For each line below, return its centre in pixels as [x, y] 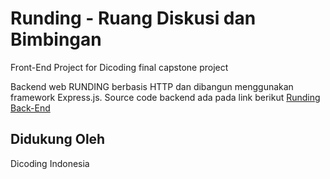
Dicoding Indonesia [50, 163]
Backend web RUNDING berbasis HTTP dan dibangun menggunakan [152, 86]
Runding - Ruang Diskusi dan [133, 18]
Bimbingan [56, 39]
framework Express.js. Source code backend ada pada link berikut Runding [165, 97]
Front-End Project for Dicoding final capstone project [119, 67]
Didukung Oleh [58, 139]
